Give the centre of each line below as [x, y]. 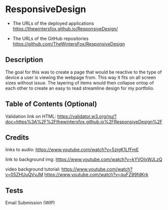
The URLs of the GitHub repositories [51, 38]
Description [24, 60]
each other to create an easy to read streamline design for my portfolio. [80, 88]
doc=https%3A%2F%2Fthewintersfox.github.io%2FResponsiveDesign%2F [84, 121]
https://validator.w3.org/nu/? [87, 116]
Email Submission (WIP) [30, 203]
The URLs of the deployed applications [53, 23]
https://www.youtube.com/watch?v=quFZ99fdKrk [96, 175]
